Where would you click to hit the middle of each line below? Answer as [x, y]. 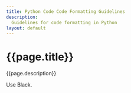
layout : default [26, 28]
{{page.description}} [31, 74]
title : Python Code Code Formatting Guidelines [66, 11]
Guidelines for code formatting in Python [64, 22]
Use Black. [19, 85]
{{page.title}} [40, 57]
